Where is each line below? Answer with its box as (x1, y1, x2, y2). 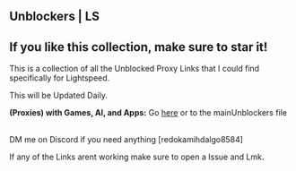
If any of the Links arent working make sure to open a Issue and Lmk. (9, 151, 265, 162)
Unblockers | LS (9, 9, 100, 24)
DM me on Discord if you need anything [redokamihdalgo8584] (9, 134, 244, 145)
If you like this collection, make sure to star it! (9, 39, 268, 55)
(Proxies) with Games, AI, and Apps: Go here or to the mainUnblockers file (9, 107, 288, 118)
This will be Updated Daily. (9, 90, 108, 101)
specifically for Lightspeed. (9, 73, 110, 83)
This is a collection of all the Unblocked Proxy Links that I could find (9, 64, 260, 74)
